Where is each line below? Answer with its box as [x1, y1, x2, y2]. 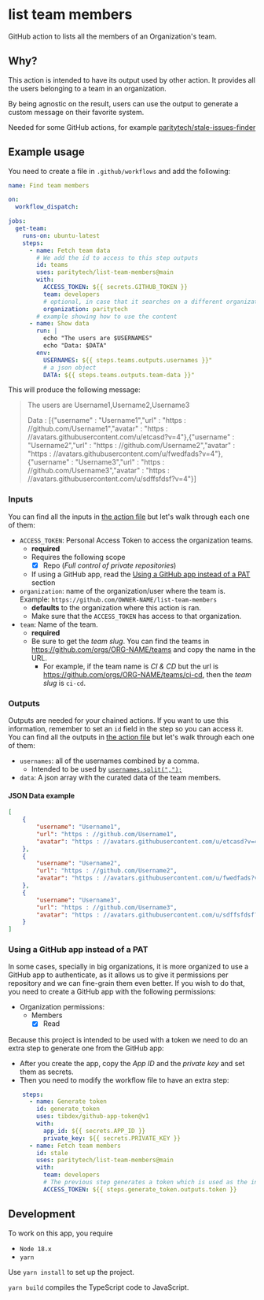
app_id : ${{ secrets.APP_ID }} [42, 1127, 146, 1135]
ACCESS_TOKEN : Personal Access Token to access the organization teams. [19, 535, 254, 545]
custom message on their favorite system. [8, 107, 145, 117]
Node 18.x [19, 1245, 53, 1253]
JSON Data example [8, 791, 75, 800]
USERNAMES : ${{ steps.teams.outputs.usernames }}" [42, 356, 213, 364]
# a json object [42, 364, 97, 372]
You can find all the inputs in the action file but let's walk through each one [8, 512, 250, 521]
